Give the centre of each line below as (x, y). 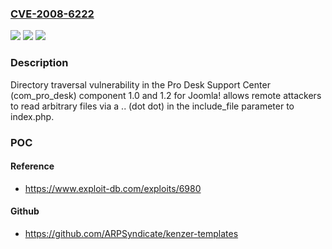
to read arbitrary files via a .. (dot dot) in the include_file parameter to (152, 106)
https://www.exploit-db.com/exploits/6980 (113, 188)
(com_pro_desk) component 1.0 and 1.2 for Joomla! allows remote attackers (166, 95)
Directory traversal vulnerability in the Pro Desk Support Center (140, 84)
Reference (32, 166)
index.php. (32, 116)
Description (39, 63)
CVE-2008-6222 (52, 14)
